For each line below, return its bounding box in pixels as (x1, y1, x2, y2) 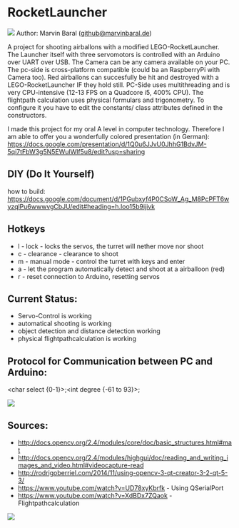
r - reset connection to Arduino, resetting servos (17, 272, 161, 280)
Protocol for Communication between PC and (7, 355, 213, 367)
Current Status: (7, 293, 78, 305)
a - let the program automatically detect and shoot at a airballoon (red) (17, 265, 225, 273)
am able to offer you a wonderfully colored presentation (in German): (7, 132, 210, 141)
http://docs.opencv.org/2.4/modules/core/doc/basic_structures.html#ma (17, 438, 232, 447)
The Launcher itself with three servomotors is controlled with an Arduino (7, 50, 220, 59)
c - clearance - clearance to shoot (17, 249, 119, 258)
